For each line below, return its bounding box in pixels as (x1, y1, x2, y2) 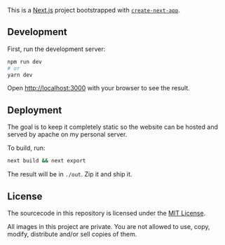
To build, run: (7, 143, 46, 153)
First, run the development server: (7, 45, 106, 53)
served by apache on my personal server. (7, 130, 128, 139)
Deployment (7, 104, 62, 116)
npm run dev (7, 58, 42, 65)
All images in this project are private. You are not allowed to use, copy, (7, 222, 210, 230)
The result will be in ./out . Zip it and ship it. (7, 170, 132, 178)
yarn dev (7, 71, 33, 78)
